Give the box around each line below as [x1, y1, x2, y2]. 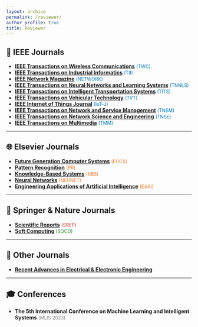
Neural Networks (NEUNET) [14, 176, 81, 183]
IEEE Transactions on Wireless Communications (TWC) [14, 63, 151, 70]
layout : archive [6, 8, 46, 15]
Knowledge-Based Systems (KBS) [14, 170, 99, 177]
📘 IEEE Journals [6, 47, 65, 57]
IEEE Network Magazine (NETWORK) [14, 75, 103, 83]
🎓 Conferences [6, 289, 67, 299]
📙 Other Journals [6, 250, 70, 260]
